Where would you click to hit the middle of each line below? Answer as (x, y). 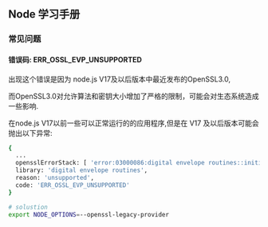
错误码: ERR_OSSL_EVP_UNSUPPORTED (75, 59)
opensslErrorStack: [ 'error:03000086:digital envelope (110, 163)
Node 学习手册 (44, 14)
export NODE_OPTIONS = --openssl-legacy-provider (89, 214)
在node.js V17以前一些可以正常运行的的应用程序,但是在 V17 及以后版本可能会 (134, 123)
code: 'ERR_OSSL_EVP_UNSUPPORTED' (73, 185)
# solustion (28, 207)
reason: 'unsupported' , (55, 178)
